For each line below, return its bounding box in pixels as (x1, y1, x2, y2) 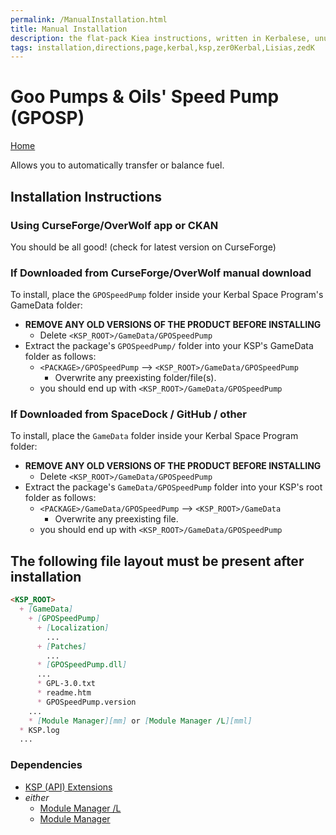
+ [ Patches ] (36, 641, 87, 651)
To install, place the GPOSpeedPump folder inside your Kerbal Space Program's (10, 289, 324, 301)
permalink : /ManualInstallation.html (10, 14, 168, 25)
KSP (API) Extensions (24, 781, 113, 793)
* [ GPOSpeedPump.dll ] (36, 660, 128, 670)
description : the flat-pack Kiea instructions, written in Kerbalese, (10, 33, 311, 43)
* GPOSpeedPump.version (36, 697, 137, 707)
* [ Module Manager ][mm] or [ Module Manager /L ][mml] (28, 716, 253, 726)
